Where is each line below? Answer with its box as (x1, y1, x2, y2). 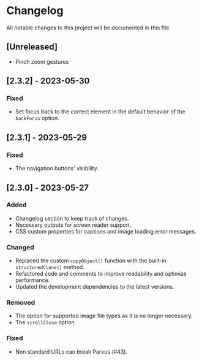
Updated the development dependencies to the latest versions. (15, 283, 174, 291)
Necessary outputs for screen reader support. (15, 221, 132, 229)
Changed (6, 243, 35, 251)
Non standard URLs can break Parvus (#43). (15, 348, 127, 355)
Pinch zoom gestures (15, 58, 69, 65)
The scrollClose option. (15, 319, 77, 326)
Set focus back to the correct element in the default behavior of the (15, 108, 185, 115)
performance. (15, 276, 50, 284)
